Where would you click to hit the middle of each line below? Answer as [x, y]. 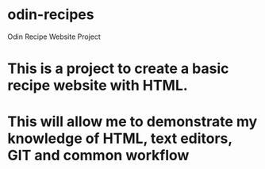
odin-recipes [51, 15]
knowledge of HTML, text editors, [120, 138]
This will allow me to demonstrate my [132, 122]
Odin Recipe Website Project [54, 36]
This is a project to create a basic [118, 69]
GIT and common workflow [98, 156]
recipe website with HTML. [98, 86]
